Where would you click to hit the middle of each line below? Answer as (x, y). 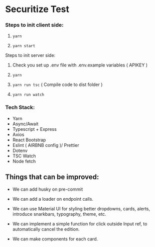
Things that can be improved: (52, 177)
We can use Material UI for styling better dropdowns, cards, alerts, (81, 209)
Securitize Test (37, 9)
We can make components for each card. (55, 239)
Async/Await (25, 124)
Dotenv (20, 150)
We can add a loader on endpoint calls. (53, 199)
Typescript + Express (34, 129)
